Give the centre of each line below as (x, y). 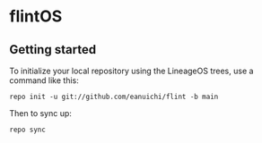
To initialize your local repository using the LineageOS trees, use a (131, 71)
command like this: (44, 80)
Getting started (53, 50)
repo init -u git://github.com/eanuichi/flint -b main (114, 97)
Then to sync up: (40, 113)
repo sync (28, 130)
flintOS (36, 17)
